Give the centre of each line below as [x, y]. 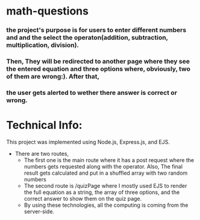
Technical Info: [44, 125]
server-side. [39, 211]
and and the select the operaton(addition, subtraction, [87, 37]
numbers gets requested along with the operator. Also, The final [103, 166]
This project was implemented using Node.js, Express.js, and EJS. [88, 142]
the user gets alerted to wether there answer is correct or [92, 92]
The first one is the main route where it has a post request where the [109, 160]
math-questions [48, 11]
